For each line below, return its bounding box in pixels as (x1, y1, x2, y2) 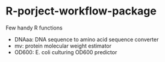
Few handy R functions (5, 24, 63, 31)
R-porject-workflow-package (5, 4, 157, 18)
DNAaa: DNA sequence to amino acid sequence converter (14, 36, 159, 43)
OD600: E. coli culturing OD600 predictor (14, 48, 117, 55)
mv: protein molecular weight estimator (14, 42, 112, 49)
